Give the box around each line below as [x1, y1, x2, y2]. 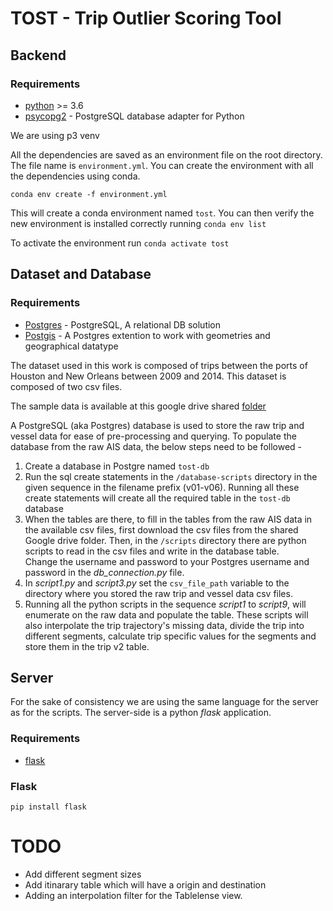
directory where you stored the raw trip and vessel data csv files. [24, 587, 293, 599]
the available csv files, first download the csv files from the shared [24, 523, 299, 536]
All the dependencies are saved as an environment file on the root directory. [10, 148, 323, 161]
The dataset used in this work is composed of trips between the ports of [10, 359, 308, 371]
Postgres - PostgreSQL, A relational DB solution [24, 318, 222, 331]
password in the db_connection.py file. [24, 566, 185, 578]
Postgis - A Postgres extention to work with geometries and [24, 329, 271, 341]
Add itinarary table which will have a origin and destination [24, 878, 267, 891]
